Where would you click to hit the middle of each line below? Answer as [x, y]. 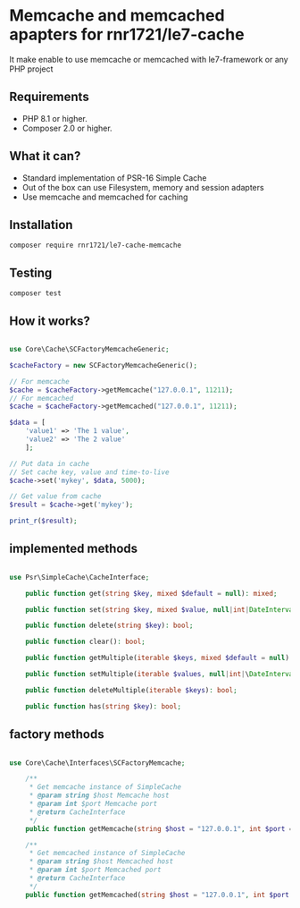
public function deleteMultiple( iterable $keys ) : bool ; [132, 690]
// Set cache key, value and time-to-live [89, 472]
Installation [41, 225]
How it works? [50, 321]
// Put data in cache [50, 463]
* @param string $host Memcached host [101, 861]
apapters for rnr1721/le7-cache [127, 34]
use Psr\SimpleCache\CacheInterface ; [79, 577]
